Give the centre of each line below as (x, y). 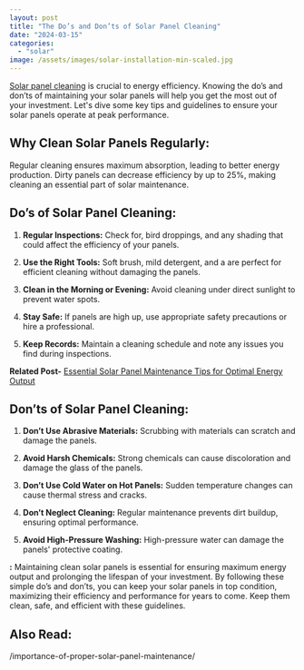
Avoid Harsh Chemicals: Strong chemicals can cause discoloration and (157, 458)
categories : (32, 43)
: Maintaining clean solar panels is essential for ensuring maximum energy (148, 567)
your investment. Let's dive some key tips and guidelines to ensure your (144, 105)
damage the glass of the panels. (83, 468)
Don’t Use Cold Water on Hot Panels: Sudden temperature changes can (157, 486)
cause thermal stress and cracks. (85, 495)
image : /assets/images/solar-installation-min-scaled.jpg (121, 60)
